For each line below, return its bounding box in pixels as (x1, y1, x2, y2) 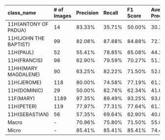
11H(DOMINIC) (7, 87, 43, 94)
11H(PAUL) (7, 49, 34, 56)
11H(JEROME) (7, 79, 42, 85)
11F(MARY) (7, 95, 35, 102)
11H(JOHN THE (7, 35, 45, 41)
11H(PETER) (7, 103, 37, 110)
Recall (103, 9, 118, 16)
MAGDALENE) (7, 71, 40, 78)
